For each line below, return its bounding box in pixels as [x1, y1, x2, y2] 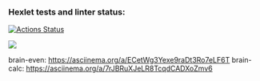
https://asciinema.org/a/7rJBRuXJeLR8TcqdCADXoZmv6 [26, 63, 214, 74]
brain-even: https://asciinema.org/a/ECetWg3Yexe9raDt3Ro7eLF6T [8, 55, 230, 65]
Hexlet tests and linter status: [8, 6, 126, 18]
